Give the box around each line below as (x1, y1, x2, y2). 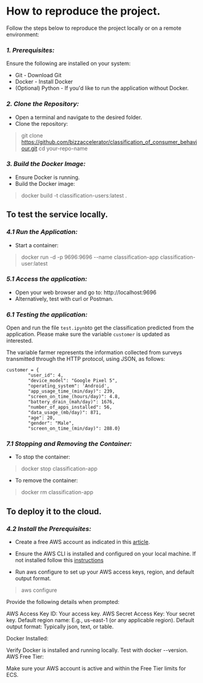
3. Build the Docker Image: (6, 160, 86, 168)
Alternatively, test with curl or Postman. (15, 295, 114, 302)
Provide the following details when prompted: (6, 599, 120, 606)
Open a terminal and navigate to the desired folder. (15, 114, 142, 121)
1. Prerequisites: (6, 46, 55, 54)
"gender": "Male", (28, 420, 75, 427)
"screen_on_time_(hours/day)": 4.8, (28, 394, 121, 400)
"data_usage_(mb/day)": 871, (28, 410, 102, 416)
